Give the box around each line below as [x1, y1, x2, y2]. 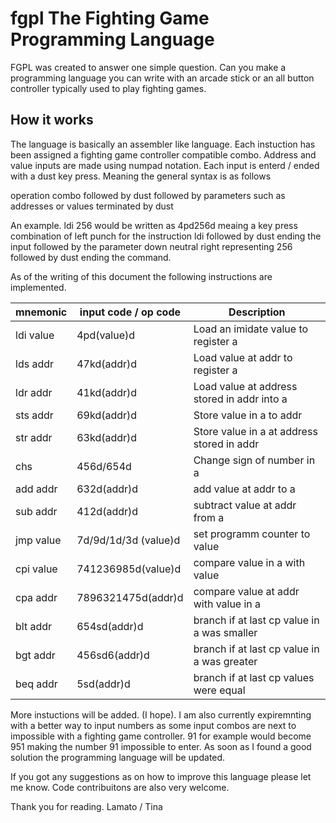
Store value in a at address [193, 424, 318, 438]
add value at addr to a [193, 482, 296, 496]
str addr [15, 430, 53, 444]
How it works [10, 112, 94, 129]
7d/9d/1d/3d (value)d [76, 533, 181, 547]
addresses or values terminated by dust [10, 200, 174, 212]
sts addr [15, 408, 54, 422]
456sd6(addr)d [76, 648, 150, 662]
